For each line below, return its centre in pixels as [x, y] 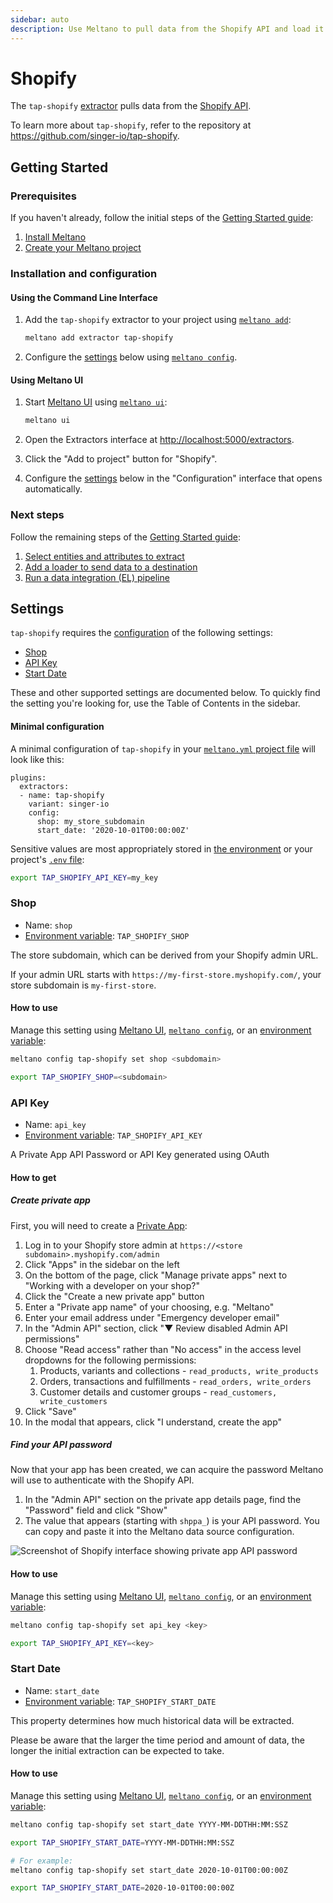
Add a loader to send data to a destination [111, 567]
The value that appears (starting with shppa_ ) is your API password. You [172, 1521]
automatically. [53, 489]
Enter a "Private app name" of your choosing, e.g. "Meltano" [149, 1307]
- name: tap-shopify [62, 795]
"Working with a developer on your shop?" [112, 1285]
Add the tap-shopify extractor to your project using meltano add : [158, 320]
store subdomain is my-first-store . [83, 985]
